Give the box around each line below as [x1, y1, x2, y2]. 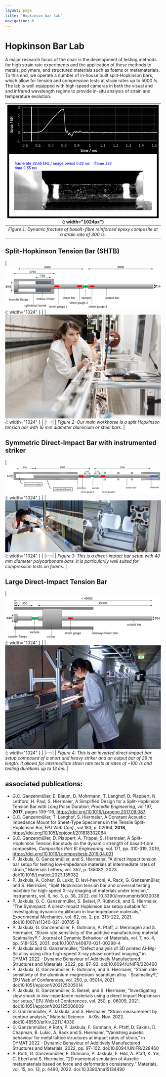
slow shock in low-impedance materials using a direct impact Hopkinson [12, 992, 160, 998]
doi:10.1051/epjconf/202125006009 [12, 1003, 84, 1009]
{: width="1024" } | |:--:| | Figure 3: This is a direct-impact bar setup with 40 [5, 553, 161, 559]
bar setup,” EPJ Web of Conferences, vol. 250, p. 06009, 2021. [12, 998, 140, 1004]
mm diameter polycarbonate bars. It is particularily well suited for [5, 558, 139, 564]
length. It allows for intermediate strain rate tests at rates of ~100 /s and [5, 760, 152, 766]
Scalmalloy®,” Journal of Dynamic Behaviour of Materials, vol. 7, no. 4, [12, 935, 156, 941]
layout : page [5, 8, 32, 13]
